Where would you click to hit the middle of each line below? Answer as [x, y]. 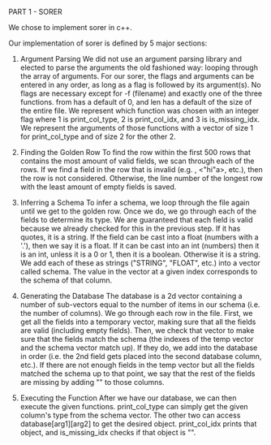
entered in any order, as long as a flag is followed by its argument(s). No [140, 85]
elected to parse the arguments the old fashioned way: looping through [139, 67]
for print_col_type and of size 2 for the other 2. [98, 136]
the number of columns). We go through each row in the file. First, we [136, 313]
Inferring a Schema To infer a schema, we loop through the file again [135, 203]
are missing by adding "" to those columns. [92, 382]
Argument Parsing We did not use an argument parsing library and [131, 59]
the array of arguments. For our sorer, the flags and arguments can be [137, 76]
